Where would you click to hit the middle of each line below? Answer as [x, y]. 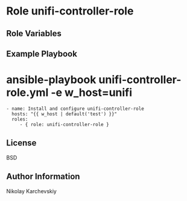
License [21, 143]
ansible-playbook [51, 80]
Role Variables [34, 33]
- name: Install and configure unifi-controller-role [75, 109]
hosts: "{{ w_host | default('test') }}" [65, 114]
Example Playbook [42, 53]
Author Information [43, 177]
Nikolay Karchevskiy [32, 191]
